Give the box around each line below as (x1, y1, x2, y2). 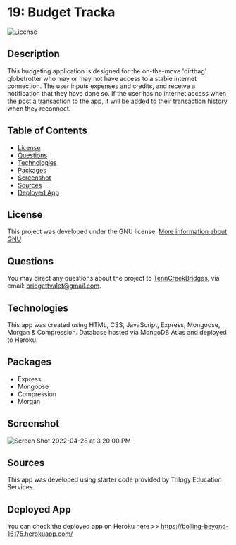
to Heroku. (7, 336, 38, 344)
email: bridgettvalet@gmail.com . (7, 281, 101, 290)
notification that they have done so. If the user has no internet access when (7, 89, 227, 97)
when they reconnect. (7, 104, 71, 113)
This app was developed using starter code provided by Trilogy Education (7, 475, 222, 484)
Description (7, 48, 60, 60)
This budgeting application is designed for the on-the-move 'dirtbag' (7, 66, 207, 75)
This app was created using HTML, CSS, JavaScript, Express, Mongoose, (7, 321, 221, 329)
